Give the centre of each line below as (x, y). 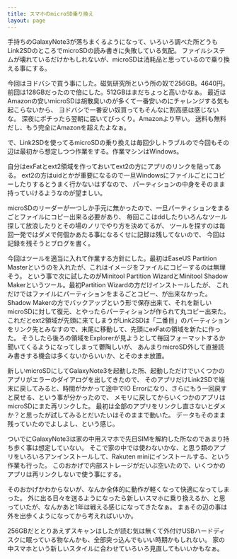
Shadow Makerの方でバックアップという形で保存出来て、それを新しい (110, 302)
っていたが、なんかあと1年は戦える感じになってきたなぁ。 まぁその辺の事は (117, 507)
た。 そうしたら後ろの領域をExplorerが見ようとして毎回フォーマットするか (116, 338)
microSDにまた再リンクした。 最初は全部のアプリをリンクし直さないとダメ (117, 406)
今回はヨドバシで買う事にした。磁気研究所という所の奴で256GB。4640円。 (118, 83)
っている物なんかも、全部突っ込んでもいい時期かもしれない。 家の (128, 539)
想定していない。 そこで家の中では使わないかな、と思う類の (126, 447)
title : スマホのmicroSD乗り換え (51, 14)
